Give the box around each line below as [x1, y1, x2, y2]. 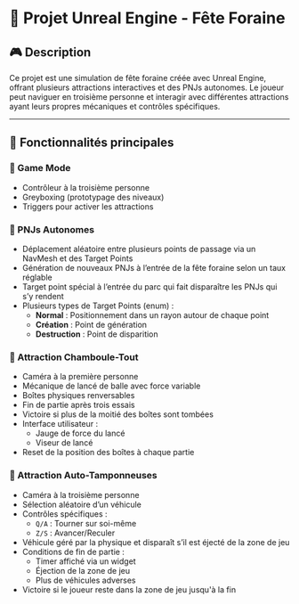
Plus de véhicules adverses [35, 575, 136, 585]
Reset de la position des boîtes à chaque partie [21, 447, 195, 458]
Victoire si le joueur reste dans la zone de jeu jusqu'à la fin [21, 584, 237, 595]
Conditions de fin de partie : [21, 546, 125, 557]
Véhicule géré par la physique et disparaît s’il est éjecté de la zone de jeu [21, 536, 290, 547]
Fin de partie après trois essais [21, 400, 135, 411]
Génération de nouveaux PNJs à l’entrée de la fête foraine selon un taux [21, 262, 287, 273]
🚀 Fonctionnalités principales [9, 135, 174, 151]
